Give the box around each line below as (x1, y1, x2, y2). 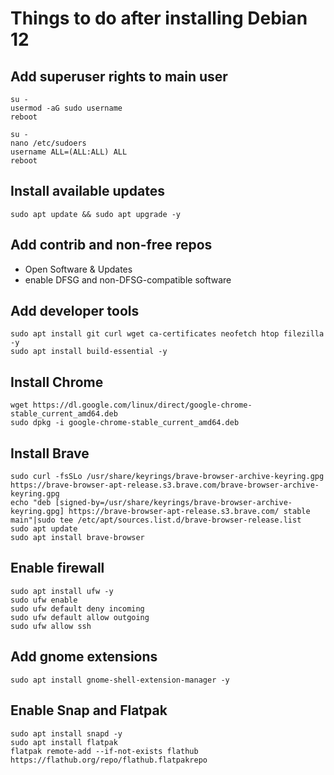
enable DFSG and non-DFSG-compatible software (24, 273, 232, 286)
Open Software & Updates (24, 263, 133, 275)
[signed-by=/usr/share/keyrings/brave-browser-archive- (54, 498, 293, 508)
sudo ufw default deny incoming (10, 603, 145, 614)
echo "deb (10, 498, 52, 508)
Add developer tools (10, 303, 140, 320)
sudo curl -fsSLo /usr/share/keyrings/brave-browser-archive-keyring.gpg (10, 472, 325, 482)
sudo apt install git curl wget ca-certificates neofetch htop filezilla (10, 329, 325, 339)
